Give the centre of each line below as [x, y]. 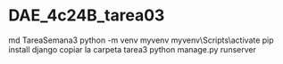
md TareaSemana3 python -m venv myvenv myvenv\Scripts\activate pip [141, 40]
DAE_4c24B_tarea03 [87, 16]
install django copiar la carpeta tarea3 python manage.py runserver [132, 49]
